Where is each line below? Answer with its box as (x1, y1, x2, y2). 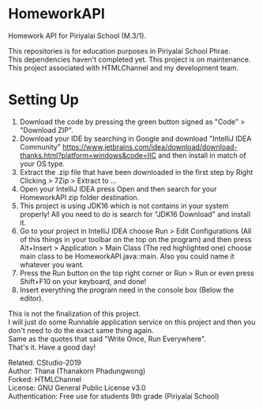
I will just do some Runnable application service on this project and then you (8, 317, 256, 327)
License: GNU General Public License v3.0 (8, 383, 146, 392)
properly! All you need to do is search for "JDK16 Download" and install (19, 209, 251, 218)
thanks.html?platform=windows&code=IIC (19, 150, 156, 160)
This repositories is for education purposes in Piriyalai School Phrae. (8, 46, 231, 55)
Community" (19, 142, 62, 151)
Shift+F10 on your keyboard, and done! (19, 276, 147, 286)
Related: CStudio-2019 (8, 358, 81, 367)
